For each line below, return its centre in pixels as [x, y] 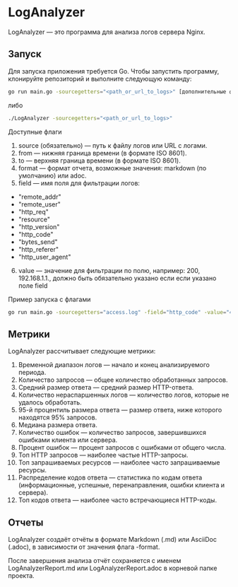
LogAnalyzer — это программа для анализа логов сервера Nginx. [107, 32]
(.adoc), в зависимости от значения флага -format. [84, 547]
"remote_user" [39, 204]
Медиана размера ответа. [58, 425]
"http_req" [33, 211]
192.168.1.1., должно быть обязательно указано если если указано [117, 278]
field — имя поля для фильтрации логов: [79, 183]
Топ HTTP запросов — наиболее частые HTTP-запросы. [103, 455]
